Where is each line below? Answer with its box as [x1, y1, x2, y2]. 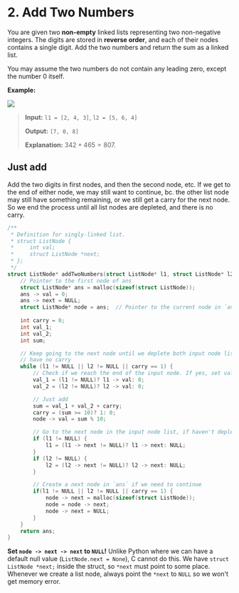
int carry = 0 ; [20, 317, 65, 324]
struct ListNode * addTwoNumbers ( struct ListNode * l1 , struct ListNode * [7, 270, 224, 278]
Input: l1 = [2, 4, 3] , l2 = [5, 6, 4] [24, 113, 138, 121]
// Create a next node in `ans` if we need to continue [33, 481, 202, 488]
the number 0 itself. [7, 72, 65, 81]
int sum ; [20, 336, 46, 344]
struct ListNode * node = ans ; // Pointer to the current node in [20, 304, 221, 311]
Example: [7, 86, 36, 94]
